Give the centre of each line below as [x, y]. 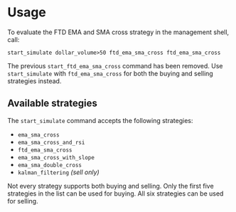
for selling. [23, 201]
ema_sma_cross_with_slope [56, 157]
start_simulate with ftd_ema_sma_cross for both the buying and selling [110, 73]
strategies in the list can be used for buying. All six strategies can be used [116, 194]
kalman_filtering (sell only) [58, 172]
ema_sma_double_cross [49, 165]
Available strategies [52, 104]
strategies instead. [34, 81]
